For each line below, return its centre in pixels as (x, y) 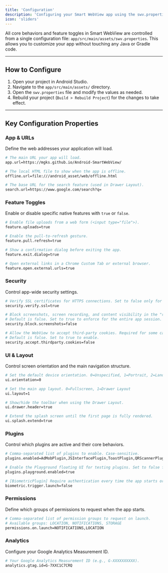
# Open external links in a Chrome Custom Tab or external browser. (78, 263)
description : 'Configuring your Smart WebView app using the (70, 14)
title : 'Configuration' (30, 10)
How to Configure (33, 70)
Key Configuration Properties (52, 123)
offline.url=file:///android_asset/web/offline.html (61, 176)
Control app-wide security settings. (42, 292)
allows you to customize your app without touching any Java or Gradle (78, 44)
